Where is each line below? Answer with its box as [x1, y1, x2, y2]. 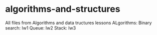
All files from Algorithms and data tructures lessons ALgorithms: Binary [5, 20, 152, 26]
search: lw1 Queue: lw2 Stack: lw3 [5, 25, 76, 31]
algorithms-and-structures [5, 3, 120, 15]
